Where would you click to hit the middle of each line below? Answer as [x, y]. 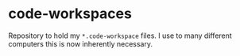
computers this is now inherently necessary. [81, 43]
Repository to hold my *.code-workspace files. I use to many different [120, 35]
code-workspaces [70, 14]
